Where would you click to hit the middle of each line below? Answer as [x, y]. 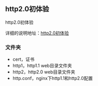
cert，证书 [23, 59]
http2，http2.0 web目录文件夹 [44, 72]
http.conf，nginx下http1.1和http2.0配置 [53, 78]
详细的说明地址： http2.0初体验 [37, 33]
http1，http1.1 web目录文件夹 [42, 66]
